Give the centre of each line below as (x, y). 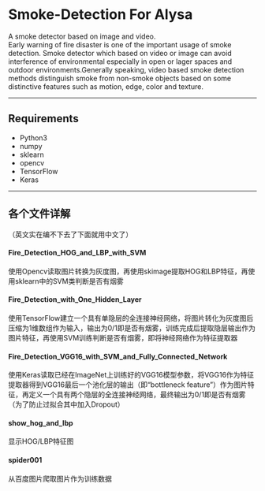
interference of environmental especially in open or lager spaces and (120, 61)
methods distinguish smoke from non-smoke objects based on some (119, 78)
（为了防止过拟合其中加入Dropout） (66, 404)
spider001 (25, 459)
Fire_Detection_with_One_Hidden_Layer (75, 299)
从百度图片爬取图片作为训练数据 (60, 478)
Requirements (43, 119)
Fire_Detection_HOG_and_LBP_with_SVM (77, 253)
